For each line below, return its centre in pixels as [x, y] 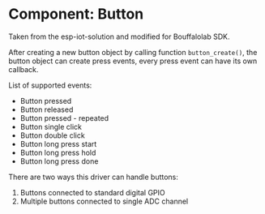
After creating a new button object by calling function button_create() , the [133, 52]
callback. [24, 69]
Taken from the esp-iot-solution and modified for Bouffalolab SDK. [119, 36]
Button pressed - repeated [64, 118]
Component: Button [76, 14]
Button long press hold [58, 152]
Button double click [52, 135]
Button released [47, 109]
